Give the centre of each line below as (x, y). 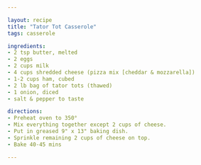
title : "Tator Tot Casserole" (52, 27)
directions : (25, 112)
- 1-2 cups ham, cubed (41, 79)
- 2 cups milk (28, 66)
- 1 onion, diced (33, 92)
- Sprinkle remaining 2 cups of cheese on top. (79, 138)
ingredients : (27, 46)
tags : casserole (31, 33)
